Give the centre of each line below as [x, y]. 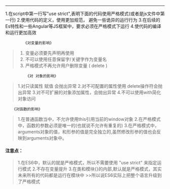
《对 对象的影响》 [42, 76]
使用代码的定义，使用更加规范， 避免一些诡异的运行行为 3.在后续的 [91, 20]
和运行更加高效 [21, 33]
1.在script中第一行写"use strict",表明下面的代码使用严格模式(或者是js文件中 [83, 14]
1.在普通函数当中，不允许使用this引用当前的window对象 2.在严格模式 [89, 119]
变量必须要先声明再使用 [50, 53]
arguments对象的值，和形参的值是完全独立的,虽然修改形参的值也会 [87, 132]
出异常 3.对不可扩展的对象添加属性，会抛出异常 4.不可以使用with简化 [89, 92]
